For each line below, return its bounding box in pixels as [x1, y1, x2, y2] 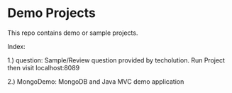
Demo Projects [7, 5, 96, 21]
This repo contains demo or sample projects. [7, 28, 138, 37]
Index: [7, 42, 26, 50]
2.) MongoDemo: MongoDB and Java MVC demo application [7, 77, 184, 86]
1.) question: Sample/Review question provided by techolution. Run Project [7, 55, 226, 65]
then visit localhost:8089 [7, 63, 80, 72]
